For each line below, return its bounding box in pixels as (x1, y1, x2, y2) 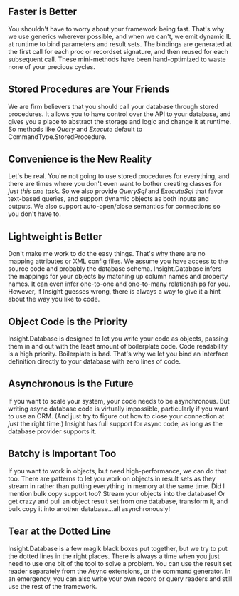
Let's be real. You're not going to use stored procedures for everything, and (8, 172, 230, 180)
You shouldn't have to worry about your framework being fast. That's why (8, 24, 225, 33)
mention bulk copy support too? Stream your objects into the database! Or (8, 489, 226, 498)
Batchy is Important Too (8, 448, 117, 460)
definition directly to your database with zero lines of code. (8, 357, 181, 366)
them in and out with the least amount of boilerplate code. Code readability (8, 342, 228, 351)
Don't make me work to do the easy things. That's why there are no (8, 250, 206, 258)
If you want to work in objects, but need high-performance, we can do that (8, 466, 227, 475)
